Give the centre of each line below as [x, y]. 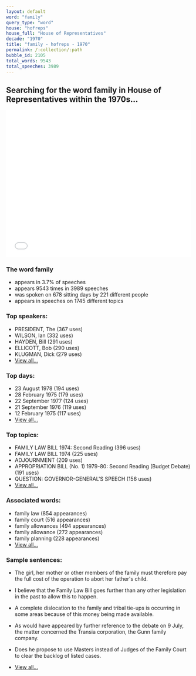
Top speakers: [27, 317]
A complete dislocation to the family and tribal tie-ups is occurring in [97, 608]
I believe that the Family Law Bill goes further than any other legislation [100, 590]
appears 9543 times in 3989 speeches [61, 288]
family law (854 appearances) [51, 513]
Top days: [21, 375]
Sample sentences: [34, 560]
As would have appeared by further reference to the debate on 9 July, [99, 625]
